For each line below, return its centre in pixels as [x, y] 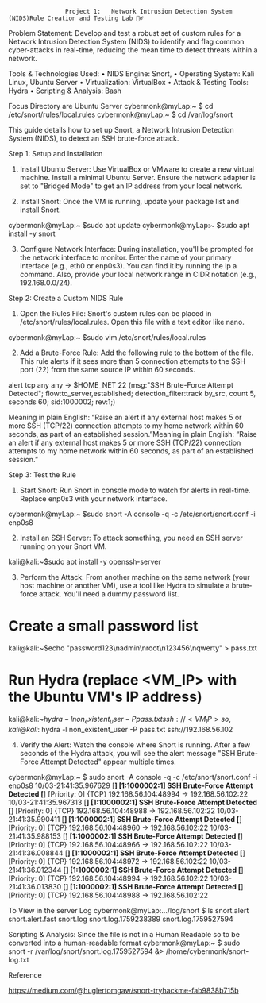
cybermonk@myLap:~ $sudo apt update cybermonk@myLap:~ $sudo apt [129, 225]
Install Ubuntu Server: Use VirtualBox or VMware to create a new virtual [137, 169]
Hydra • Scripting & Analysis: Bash [65, 91]
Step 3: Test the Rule [42, 475]
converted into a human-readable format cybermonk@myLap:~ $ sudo [124, 943]
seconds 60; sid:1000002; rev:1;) [62, 402]
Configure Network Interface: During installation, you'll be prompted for [137, 249]
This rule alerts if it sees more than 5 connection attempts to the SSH [133, 361]
